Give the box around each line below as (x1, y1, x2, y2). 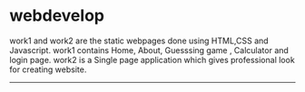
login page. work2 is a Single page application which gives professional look (9, 54, 295, 65)
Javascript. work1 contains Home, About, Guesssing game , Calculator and (9, 44, 289, 55)
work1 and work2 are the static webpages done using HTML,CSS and (9, 35, 270, 46)
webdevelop (9, 5, 104, 26)
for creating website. (9, 64, 87, 75)
